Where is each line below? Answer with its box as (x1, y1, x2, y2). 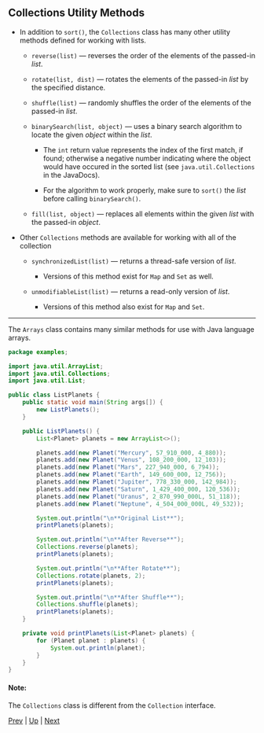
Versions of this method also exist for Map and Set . (42, 302, 205, 311)
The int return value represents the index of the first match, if (42, 145, 244, 154)
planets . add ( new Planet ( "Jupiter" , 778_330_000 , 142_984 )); (36, 478, 237, 486)
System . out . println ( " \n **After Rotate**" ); (36, 564, 181, 573)
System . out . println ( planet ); (49, 644, 146, 652)
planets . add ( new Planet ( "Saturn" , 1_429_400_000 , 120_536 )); (36, 485, 241, 493)
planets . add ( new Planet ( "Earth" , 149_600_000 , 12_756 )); (36, 471, 226, 479)
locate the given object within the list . (31, 130, 152, 139)
